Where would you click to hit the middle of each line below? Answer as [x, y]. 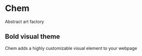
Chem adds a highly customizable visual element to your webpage [71, 48]
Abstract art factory [25, 22]
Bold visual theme [33, 37]
